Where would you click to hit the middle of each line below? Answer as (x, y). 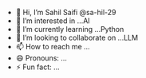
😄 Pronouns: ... (41, 58)
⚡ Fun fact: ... (37, 67)
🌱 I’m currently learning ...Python (70, 29)
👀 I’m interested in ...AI (53, 21)
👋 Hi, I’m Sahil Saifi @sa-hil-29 (66, 12)
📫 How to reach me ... (53, 47)
